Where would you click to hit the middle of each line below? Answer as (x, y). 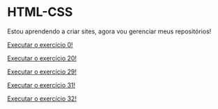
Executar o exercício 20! (42, 58)
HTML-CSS (40, 12)
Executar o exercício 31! (41, 85)
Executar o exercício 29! (42, 72)
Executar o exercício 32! (42, 99)
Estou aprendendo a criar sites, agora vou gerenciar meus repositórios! (109, 31)
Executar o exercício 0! (40, 44)
